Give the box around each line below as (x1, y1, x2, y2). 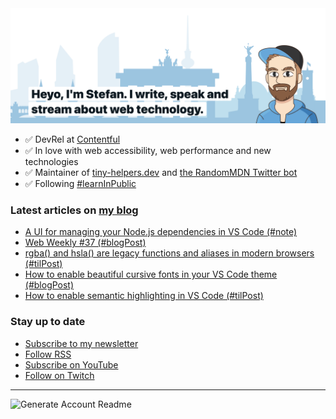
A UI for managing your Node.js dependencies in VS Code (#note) (24, 226, 298, 238)
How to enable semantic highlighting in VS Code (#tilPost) (24, 290, 264, 302)
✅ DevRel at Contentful (24, 133, 121, 146)
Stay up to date (10, 315, 86, 329)
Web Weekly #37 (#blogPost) (24, 237, 147, 249)
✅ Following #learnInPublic (24, 178, 137, 190)
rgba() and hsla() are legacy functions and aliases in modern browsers (24, 247, 315, 259)
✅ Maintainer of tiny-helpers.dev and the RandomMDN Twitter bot (24, 167, 298, 179)
